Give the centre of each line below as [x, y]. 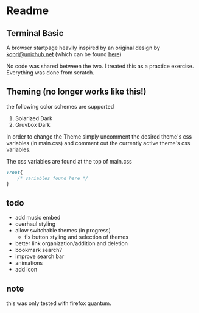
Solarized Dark [34, 118]
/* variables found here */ [53, 178]
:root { [15, 172]
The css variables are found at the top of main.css [69, 161]
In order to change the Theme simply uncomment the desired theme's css [99, 136]
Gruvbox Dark [33, 124]
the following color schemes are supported [60, 106]
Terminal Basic [35, 33]
